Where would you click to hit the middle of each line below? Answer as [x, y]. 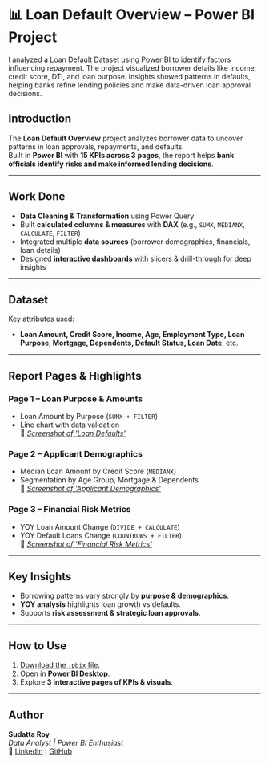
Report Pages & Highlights [75, 376]
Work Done [37, 197]
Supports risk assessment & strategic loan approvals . [110, 613]
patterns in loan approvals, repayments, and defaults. [96, 146]
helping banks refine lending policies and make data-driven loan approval [129, 85]
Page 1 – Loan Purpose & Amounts [75, 399]
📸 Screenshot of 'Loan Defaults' [73, 433]
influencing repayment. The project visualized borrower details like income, [132, 67]
